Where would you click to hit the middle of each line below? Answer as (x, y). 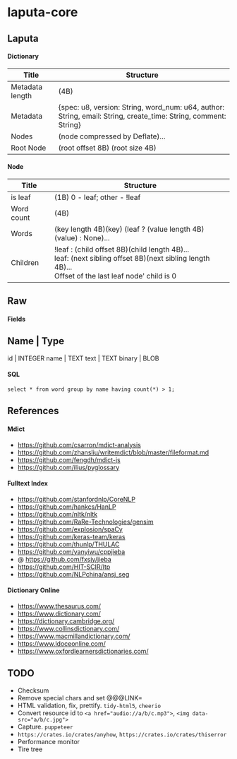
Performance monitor (48, 741)
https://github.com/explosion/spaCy (70, 529)
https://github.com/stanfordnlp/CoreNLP (77, 499)
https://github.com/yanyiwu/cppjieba (71, 551)
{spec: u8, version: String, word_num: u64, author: (141, 107)
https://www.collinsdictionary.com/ (68, 628)
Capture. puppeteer (45, 726)
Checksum (33, 690)
